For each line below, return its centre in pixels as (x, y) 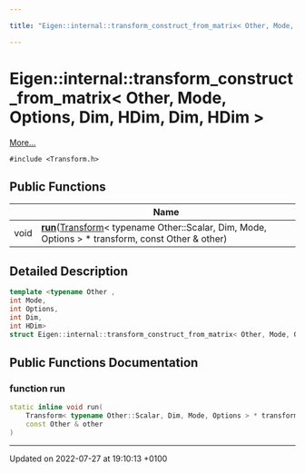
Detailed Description (69, 271)
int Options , (34, 309)
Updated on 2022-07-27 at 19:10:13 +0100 (89, 458)
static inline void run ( (56, 408)
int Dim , (26, 317)
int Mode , (28, 301)
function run (38, 389)
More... (23, 143)
